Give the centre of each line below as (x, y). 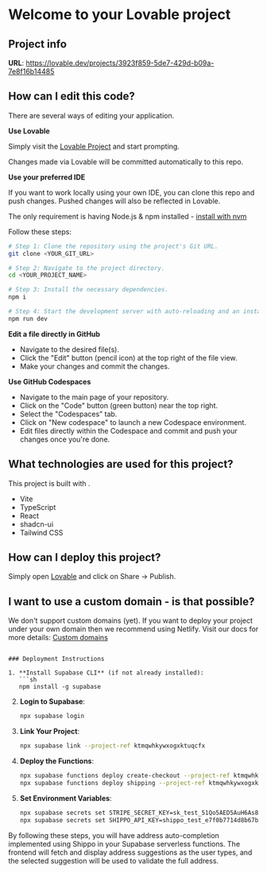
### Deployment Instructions (56, 659)
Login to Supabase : (52, 701)
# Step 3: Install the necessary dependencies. (89, 290)
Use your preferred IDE (47, 177)
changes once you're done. (65, 439)
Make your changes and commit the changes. (95, 366)
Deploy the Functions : (56, 761)
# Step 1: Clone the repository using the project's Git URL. (113, 246)
